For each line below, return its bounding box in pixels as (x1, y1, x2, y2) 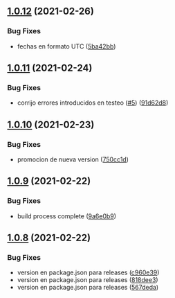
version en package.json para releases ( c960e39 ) (17, 268, 160, 277)
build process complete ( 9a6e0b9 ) (17, 211, 116, 220)
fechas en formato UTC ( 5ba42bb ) (17, 42, 116, 51)
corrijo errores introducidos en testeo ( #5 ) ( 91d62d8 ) (17, 98, 169, 107)
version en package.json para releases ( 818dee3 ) (17, 276, 158, 284)
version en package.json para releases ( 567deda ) (17, 283, 159, 292)
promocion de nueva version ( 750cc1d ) (17, 155, 129, 164)
